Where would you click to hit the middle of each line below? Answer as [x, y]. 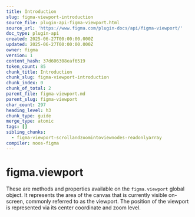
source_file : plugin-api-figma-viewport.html [63, 22]
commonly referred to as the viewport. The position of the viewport [107, 201]
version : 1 [19, 55]
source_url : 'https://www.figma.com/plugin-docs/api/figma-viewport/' [95, 28]
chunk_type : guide [29, 116]
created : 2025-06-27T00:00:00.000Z [50, 39]
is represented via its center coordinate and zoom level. [74, 208]
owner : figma [22, 50]
